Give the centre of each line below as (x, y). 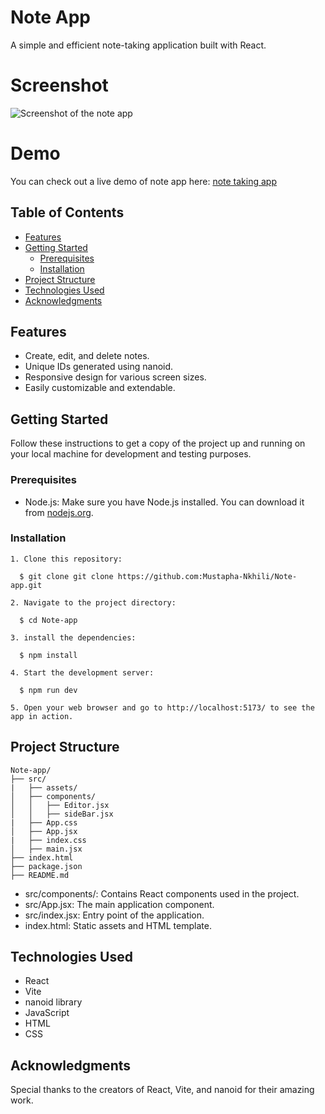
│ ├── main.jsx (46, 849)
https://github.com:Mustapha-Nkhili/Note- (207, 576)
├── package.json (46, 866)
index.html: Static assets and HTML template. (118, 925)
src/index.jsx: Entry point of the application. (114, 915)
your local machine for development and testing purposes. (131, 454)
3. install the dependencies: (73, 637)
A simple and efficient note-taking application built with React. (138, 45)
